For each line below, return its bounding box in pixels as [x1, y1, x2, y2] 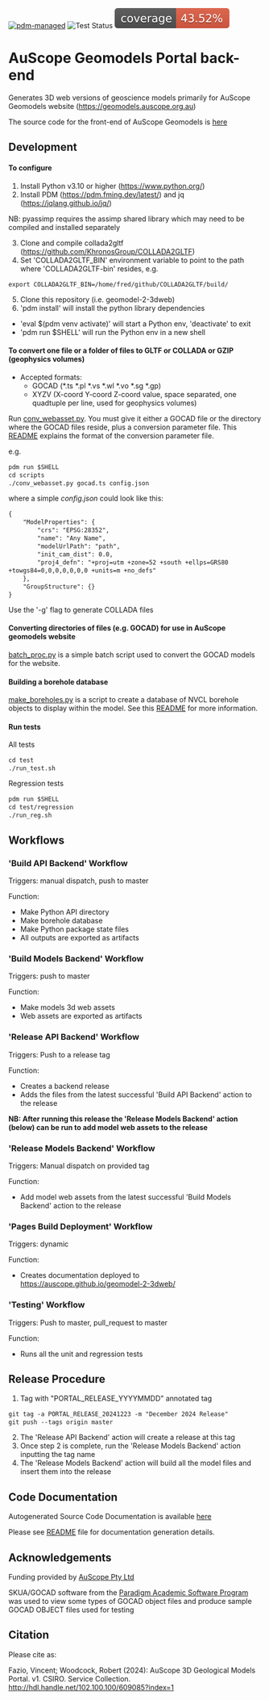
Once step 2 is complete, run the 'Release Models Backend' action [19, 1441, 242, 1451]
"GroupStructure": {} [23, 582, 95, 591]
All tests [8, 739, 35, 750]
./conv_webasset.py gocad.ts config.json [8, 479, 150, 488]
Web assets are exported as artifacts [19, 1011, 143, 1021]
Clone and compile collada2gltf [19, 238, 124, 248]
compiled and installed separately [8, 222, 121, 232]
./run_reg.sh [8, 811, 52, 819]
